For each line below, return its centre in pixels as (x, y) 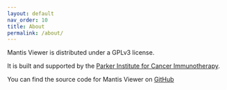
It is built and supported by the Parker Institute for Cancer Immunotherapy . (113, 66)
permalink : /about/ (35, 33)
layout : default (31, 13)
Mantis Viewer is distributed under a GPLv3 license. (81, 53)
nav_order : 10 (28, 20)
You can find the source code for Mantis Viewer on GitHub (91, 80)
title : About (26, 26)
